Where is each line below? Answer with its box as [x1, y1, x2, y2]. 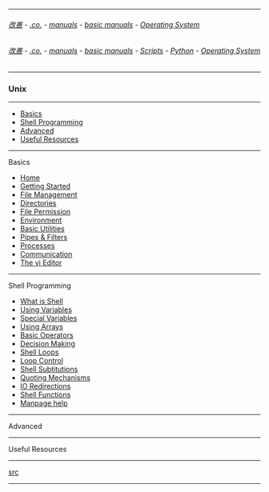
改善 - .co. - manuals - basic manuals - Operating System [8, 19, 200, 29]
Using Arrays [19, 322, 64, 332]
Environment [19, 215, 62, 225]
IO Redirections [19, 382, 71, 391]
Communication [19, 250, 73, 259]
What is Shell [19, 297, 64, 306]
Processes [19, 241, 55, 250]
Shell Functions [19, 390, 71, 400]
